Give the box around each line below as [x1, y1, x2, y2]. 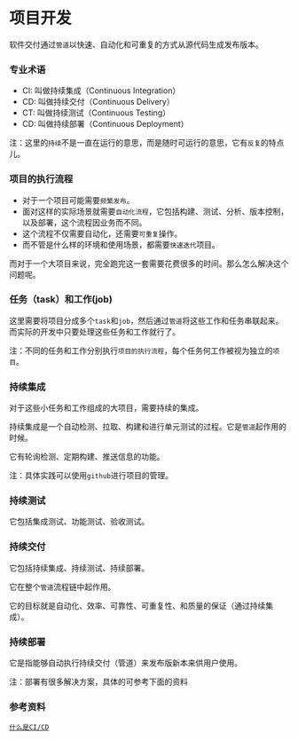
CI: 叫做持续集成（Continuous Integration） [21, 85, 181, 96]
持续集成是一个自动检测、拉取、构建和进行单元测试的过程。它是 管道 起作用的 [9, 421, 286, 432]
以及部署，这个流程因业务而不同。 [21, 216, 147, 227]
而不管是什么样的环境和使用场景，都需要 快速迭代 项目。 [21, 239, 220, 249]
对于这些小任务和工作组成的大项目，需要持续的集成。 [9, 403, 204, 413]
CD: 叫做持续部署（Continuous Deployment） [21, 119, 189, 130]
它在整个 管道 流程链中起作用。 [9, 581, 116, 592]
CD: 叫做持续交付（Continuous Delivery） [21, 97, 175, 107]
